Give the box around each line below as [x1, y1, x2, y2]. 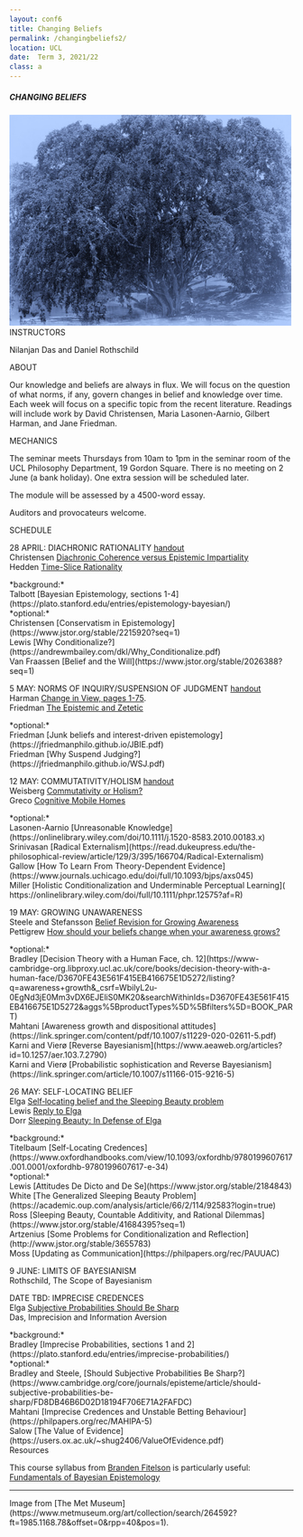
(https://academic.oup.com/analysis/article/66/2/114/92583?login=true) [9, 1200, 277, 1210]
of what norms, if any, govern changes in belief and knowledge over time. [9, 389, 283, 400]
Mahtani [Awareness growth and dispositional [9, 1020, 179, 1031]
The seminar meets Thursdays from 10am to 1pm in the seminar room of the [9, 452, 291, 463]
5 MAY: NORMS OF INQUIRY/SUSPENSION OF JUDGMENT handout [9, 683, 262, 694]
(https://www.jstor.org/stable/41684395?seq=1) [9, 1219, 187, 1229]
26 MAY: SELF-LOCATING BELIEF [9, 1086, 133, 1096]
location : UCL [9, 43, 63, 52]
